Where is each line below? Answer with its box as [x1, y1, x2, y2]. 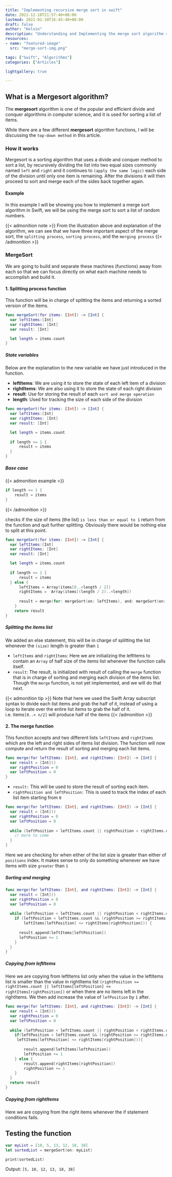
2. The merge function [5, 723, 54, 729]
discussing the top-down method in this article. [5, 132, 101, 138]
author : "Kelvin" [5, 27, 42, 32]
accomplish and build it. [5, 274, 56, 280]
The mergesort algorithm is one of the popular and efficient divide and [5, 106, 155, 112]
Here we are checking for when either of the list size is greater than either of [5, 852, 166, 858]
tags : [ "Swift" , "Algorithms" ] [5, 55, 72, 60]
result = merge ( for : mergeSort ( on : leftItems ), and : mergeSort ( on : [18, 599, 166, 604]
